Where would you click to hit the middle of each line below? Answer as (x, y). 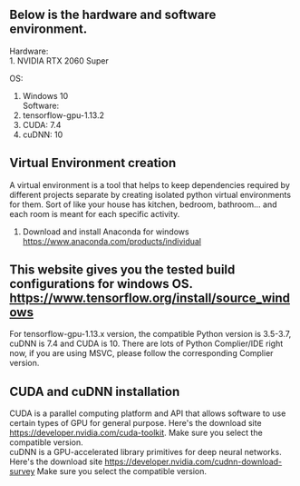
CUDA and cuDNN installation (95, 391)
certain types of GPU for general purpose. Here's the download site (135, 423)
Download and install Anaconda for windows (106, 232)
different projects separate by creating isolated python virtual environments (150, 194)
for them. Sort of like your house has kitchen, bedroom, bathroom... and (143, 204)
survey (22, 471)
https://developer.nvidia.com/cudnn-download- (194, 461)
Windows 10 (45, 95)
